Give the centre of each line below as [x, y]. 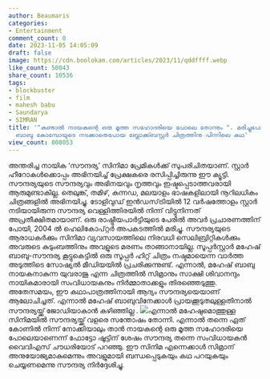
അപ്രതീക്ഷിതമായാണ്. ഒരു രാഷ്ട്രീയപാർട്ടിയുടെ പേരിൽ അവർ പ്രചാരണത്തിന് [135, 219]
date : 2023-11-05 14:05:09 [53, 46]
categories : [28, 23]
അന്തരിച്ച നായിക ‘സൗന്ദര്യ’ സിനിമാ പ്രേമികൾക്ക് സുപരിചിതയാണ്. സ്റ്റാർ [129, 165]
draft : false [30, 53]
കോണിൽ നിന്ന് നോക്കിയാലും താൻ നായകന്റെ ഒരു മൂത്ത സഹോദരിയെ [126, 329]
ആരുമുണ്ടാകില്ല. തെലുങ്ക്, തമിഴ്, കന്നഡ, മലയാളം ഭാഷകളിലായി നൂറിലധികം [133, 192]
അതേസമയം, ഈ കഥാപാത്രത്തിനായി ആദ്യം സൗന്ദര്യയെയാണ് [114, 291]
